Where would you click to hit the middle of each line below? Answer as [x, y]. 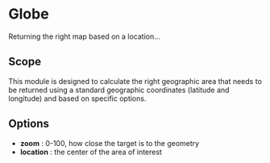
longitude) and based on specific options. [77, 98]
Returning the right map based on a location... [85, 36]
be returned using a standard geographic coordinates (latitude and [119, 90]
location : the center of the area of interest [91, 152]
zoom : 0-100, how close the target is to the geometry [110, 143]
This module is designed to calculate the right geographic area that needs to [135, 81]
